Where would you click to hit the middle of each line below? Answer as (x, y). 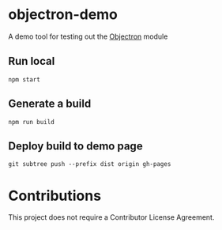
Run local (32, 61)
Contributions (55, 196)
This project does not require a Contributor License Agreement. (111, 217)
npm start (24, 79)
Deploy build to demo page (76, 146)
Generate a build (50, 104)
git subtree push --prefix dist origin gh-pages (90, 164)
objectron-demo (63, 15)
